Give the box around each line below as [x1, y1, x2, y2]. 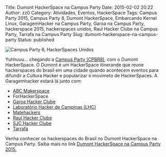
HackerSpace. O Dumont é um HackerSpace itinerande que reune [5, 62, 144, 68]
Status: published [17, 37, 55, 43]
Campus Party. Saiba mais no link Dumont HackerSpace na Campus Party [5, 141, 161, 147]
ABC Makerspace [12, 88, 50, 93]
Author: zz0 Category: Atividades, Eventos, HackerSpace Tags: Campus [5, 10, 157, 16]
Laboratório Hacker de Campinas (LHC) [12, 104, 96, 110]
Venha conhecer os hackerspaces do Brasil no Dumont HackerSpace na [5, 136, 157, 141]
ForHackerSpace [12, 93, 49, 99]
